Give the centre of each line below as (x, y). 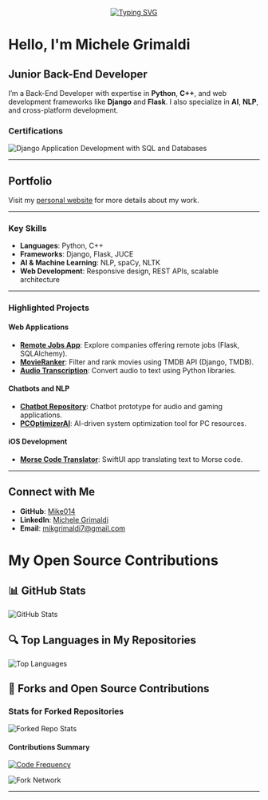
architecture (40, 280)
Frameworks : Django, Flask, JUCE (77, 254)
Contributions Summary (49, 746)
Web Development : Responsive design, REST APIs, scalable (119, 271)
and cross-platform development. (63, 110)
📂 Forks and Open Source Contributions (109, 689)
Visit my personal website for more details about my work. (104, 201)
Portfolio (30, 181)
